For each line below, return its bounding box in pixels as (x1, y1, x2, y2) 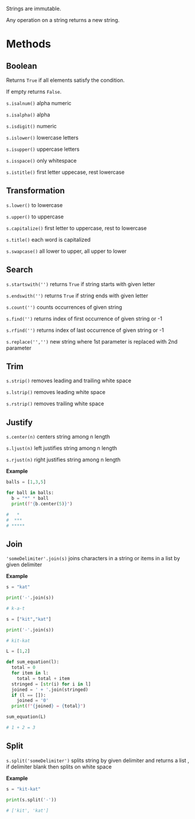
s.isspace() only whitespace (6, 157, 77, 164)
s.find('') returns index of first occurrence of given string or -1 (6, 315, 162, 322)
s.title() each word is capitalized (6, 236, 91, 243)
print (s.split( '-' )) (6, 796, 57, 803)
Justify (6, 417, 33, 427)
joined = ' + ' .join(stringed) (11, 687, 89, 693)
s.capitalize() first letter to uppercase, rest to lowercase (6, 224, 147, 231)
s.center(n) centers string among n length (6, 433, 110, 440)
